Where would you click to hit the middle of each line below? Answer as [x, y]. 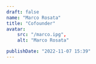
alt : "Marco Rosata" [43, 40]
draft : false [23, 12]
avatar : [16, 29]
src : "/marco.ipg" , [42, 35]
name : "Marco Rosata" [34, 18]
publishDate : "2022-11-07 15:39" [49, 52]
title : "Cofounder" [31, 23]
